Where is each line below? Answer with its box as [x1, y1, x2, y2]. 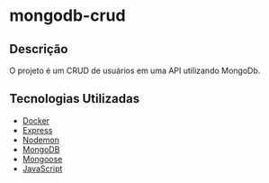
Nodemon [22, 134, 60, 145]
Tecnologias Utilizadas [9, 91, 140, 106]
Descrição [9, 41, 68, 57]
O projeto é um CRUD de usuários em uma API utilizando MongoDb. [9, 65, 261, 76]
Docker [22, 114, 50, 126]
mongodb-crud [9, 5, 126, 26]
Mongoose [22, 153, 63, 164]
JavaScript [22, 163, 63, 174]
